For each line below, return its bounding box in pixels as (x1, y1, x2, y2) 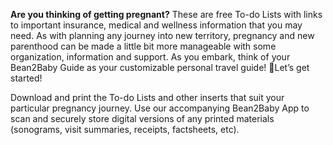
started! (10, 72, 43, 84)
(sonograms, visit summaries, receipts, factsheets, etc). (10, 124, 240, 135)
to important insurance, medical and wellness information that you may (10, 19, 303, 31)
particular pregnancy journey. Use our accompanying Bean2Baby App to (10, 102, 310, 114)
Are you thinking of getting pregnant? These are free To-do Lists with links (10, 9, 323, 20)
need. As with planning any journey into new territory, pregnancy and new (10, 30, 315, 41)
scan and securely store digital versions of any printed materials (10, 113, 275, 124)
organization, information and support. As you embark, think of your (10, 51, 291, 63)
